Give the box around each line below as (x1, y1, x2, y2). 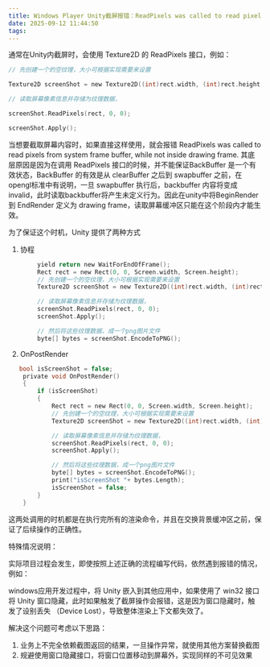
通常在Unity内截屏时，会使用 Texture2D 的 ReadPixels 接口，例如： (8, 50, 231, 60)
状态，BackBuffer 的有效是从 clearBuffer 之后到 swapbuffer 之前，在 (14, 170, 243, 180)
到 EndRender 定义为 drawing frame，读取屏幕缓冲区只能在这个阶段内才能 (8, 200, 255, 209)
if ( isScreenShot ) (37, 387, 99, 396)
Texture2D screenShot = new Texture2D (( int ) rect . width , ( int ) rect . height (8, 81, 261, 89)
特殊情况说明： (8, 541, 58, 551)
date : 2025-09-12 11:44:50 (8, 19, 99, 27)
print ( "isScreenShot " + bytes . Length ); (51, 476, 185, 484)
